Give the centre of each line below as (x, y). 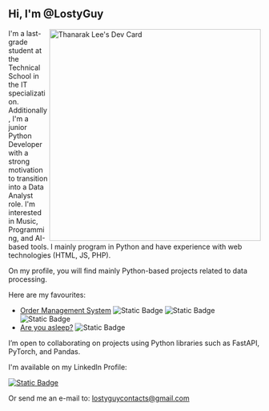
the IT (18, 84)
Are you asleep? (46, 327)
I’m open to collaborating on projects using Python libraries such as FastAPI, (134, 343)
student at (25, 50)
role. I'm (22, 204)
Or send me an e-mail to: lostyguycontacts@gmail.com (99, 398)
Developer (25, 144)
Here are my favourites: (47, 295)
